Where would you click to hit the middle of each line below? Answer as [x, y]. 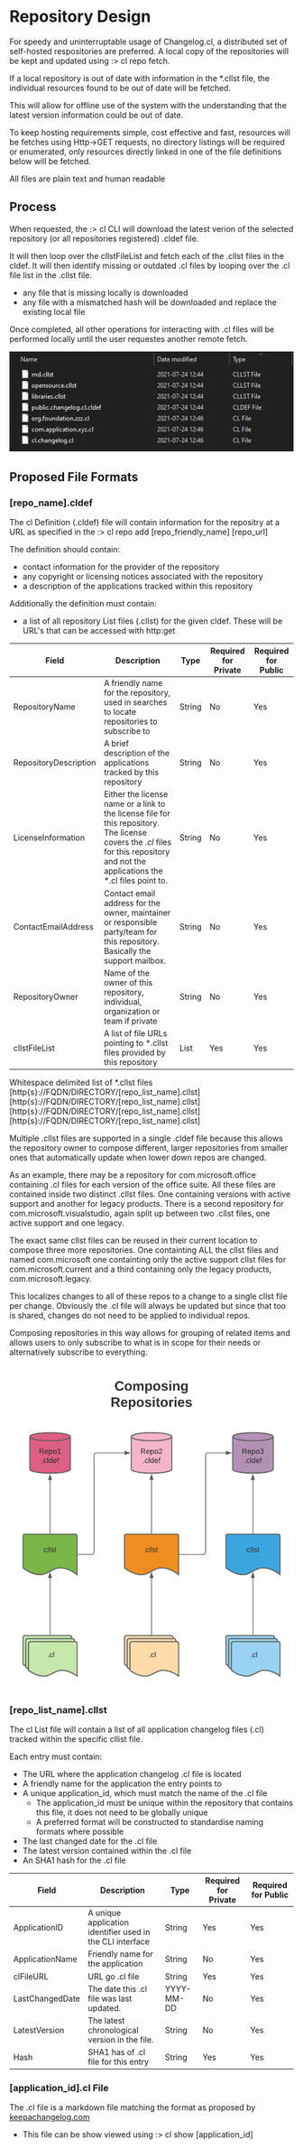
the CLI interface [119, 1941]
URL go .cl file [114, 1976]
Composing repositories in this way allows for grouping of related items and [150, 1332]
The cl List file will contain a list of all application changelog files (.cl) [137, 1729]
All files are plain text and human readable [87, 179]
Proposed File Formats [74, 477]
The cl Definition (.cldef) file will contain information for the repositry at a [145, 523]
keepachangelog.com [50, 2117]
